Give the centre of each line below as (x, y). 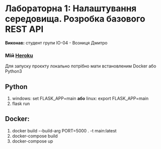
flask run (21, 104)
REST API (24, 29)
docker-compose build (35, 136)
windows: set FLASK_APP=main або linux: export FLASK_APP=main (80, 99)
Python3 (14, 71)
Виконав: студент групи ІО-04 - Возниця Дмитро (56, 43)
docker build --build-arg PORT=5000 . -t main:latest (64, 130)
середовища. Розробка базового (75, 19)
